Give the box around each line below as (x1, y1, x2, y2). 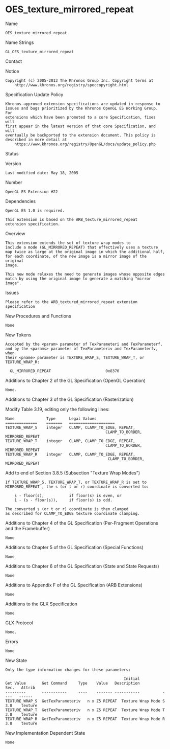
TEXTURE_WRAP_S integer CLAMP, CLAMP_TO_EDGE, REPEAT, (5, 425, 136, 430)
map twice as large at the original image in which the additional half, (5, 249, 165, 254)
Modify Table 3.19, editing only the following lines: (5, 406, 110, 412)
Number (5, 179, 23, 185)
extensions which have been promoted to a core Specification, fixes (5, 115, 156, 120)
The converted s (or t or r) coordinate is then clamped (5, 506, 129, 512)
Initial (124, 676, 140, 681)
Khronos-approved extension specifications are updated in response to (5, 101, 160, 106)
